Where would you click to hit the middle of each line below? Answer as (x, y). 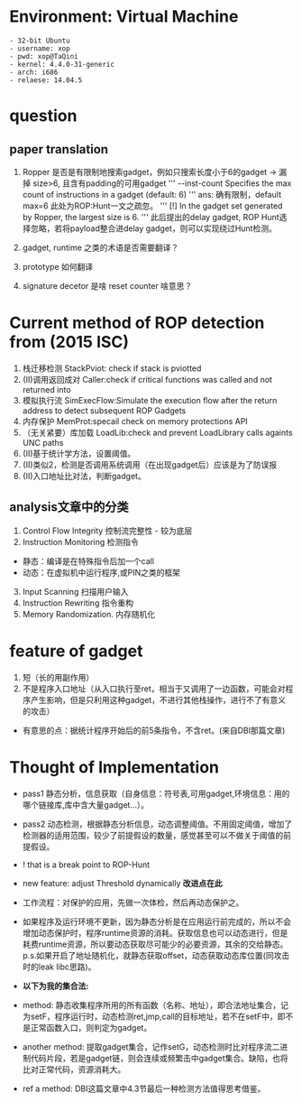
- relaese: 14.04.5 (46, 80)
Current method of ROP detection (137, 323)
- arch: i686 (34, 72)
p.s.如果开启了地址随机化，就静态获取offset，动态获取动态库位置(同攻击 (156, 955)
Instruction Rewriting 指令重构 (78, 603)
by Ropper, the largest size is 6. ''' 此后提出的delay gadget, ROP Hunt (151, 217)
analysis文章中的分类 (69, 507)
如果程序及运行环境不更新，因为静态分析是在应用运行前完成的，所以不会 (156, 921)
